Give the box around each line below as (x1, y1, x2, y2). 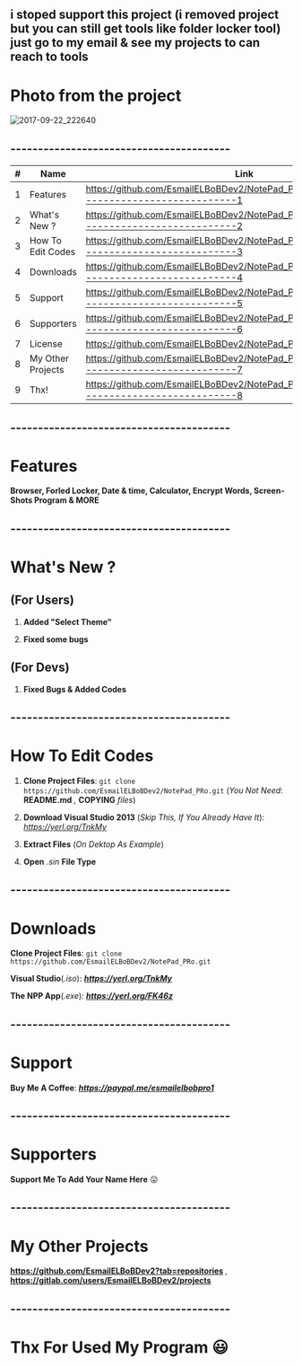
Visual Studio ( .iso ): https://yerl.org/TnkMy (10, 974, 173, 984)
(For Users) (10, 593, 74, 608)
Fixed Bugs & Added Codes (22, 683, 127, 694)
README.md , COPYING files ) (22, 795, 136, 805)
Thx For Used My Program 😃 (10, 1337, 229, 1357)
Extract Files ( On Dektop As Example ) (22, 839, 164, 850)
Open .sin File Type (22, 857, 97, 867)
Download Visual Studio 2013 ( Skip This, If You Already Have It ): (22, 812, 265, 823)
